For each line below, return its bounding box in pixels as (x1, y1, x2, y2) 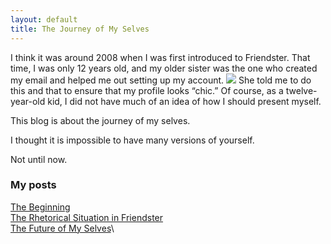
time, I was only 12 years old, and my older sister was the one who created (10, 62, 318, 74)
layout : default (10, 14, 78, 25)
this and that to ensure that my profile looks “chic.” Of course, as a (10, 84, 284, 96)
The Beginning (10, 201, 71, 213)
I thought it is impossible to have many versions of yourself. (10, 134, 255, 146)
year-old (10, 95, 46, 107)
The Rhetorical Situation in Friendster (10, 211, 164, 223)
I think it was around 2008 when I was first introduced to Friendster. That (10, 51, 311, 63)
